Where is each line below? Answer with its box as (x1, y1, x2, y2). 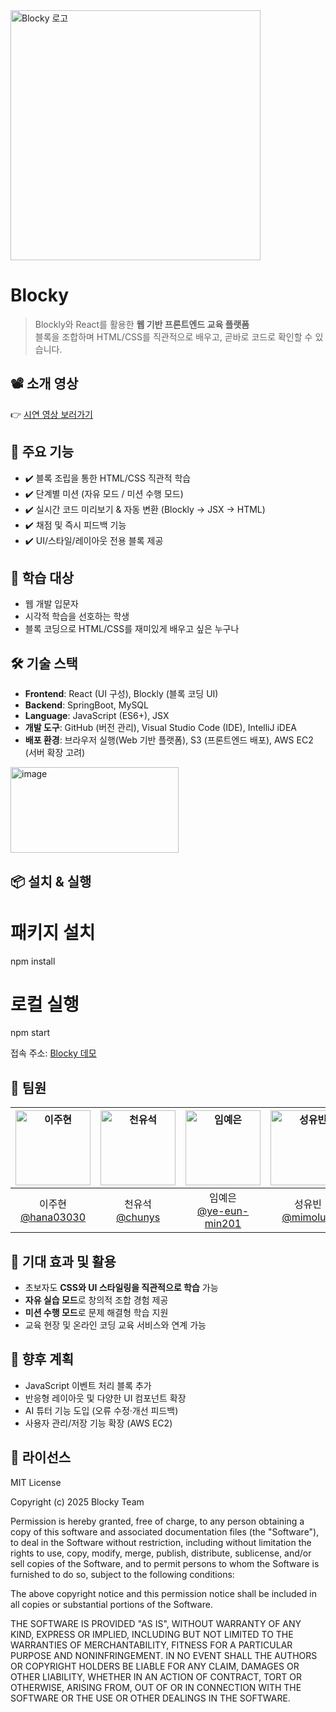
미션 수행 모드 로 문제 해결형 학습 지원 (24, 1307, 169, 1319)
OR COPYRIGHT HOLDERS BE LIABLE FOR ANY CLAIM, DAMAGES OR (10, 1660, 300, 1672)
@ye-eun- (196, 1204, 250, 1218)
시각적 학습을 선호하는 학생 (24, 610, 130, 623)
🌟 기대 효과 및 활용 (10, 1253, 117, 1270)
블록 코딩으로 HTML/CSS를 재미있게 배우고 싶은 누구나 (24, 623, 240, 635)
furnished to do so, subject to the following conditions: (10, 1568, 235, 1580)
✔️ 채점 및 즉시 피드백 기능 (24, 519, 127, 531)
